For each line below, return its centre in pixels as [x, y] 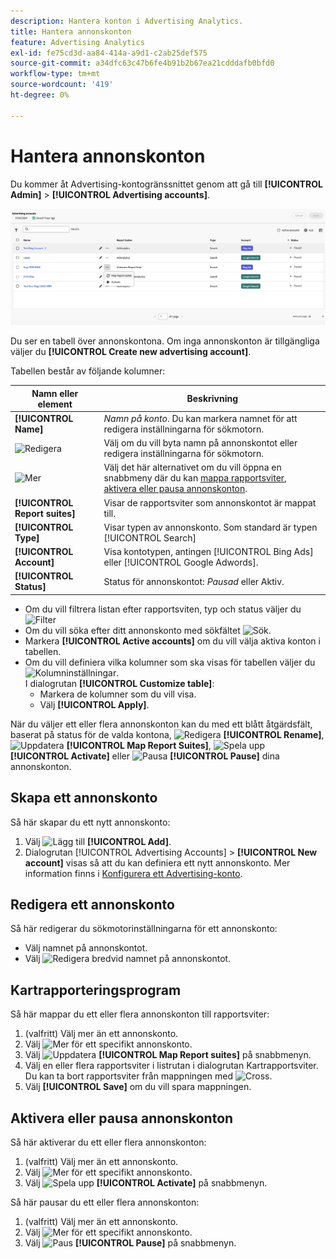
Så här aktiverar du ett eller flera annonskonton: [108, 1142]
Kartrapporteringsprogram [96, 990]
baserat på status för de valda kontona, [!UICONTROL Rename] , [167, 734]
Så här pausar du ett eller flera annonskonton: [105, 1202]
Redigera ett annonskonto [92, 905]
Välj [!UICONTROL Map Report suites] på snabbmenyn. [168, 1055]
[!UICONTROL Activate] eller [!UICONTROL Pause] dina [145, 756]
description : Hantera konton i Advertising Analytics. [127, 21]
